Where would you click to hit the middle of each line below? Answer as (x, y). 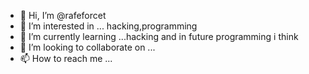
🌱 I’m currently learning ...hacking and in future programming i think (159, 36)
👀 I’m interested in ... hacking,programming (108, 26)
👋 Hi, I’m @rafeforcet (63, 15)
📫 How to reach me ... (66, 58)
